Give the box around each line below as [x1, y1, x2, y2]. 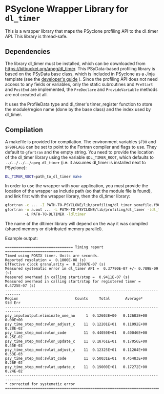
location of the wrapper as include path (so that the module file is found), [5, 188, 152, 194]
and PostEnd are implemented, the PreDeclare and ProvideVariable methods [5, 87, 158, 92]
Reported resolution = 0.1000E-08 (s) [5, 258, 86, 263]
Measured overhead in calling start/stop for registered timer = [5, 279, 141, 284]
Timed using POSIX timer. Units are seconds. [5, 253, 99, 259]
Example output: [5, 236, 38, 241]
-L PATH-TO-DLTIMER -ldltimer [24, 212, 86, 217]
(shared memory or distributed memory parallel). [5, 226, 103, 232]
